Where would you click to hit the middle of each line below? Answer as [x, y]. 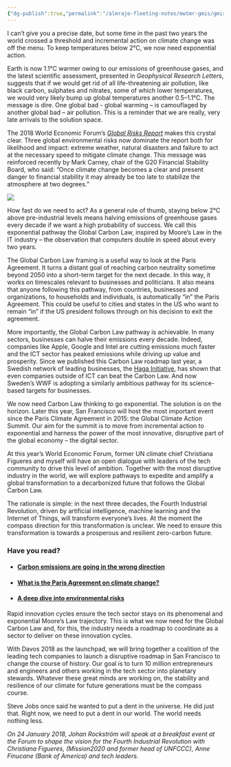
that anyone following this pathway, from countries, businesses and [103, 289]
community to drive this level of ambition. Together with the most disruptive [114, 468]
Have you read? [34, 550]
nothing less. [25, 720]
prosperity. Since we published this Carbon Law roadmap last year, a [104, 361]
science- [202, 383]
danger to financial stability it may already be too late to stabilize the [104, 177]
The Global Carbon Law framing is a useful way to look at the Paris [102, 260]
